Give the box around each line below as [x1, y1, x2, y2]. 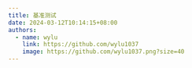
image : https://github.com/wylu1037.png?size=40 [22, 48, 185, 55]
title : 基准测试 [8, 11, 57, 20]
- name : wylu [15, 33, 58, 41]
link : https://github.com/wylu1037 [22, 41, 139, 48]
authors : [8, 26, 37, 34]
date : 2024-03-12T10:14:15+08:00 [8, 19, 118, 27]
